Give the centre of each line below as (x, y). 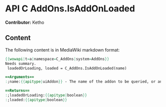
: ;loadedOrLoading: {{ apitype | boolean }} (46, 95)
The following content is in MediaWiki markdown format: (62, 50)
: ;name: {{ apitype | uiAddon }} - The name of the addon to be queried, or (80, 82)
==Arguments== (20, 77)
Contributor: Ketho (25, 22)
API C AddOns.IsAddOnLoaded (70, 9)
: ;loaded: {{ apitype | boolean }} (36, 100)
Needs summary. (21, 63)
